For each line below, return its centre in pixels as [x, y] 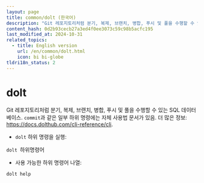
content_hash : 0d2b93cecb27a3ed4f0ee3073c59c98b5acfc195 [80, 29]
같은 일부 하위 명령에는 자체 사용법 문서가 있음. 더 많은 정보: [117, 118]
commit [32, 118]
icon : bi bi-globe [40, 57]
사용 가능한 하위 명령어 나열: [48, 163]
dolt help [19, 174]
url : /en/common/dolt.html [51, 52]
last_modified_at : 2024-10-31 [45, 35]
